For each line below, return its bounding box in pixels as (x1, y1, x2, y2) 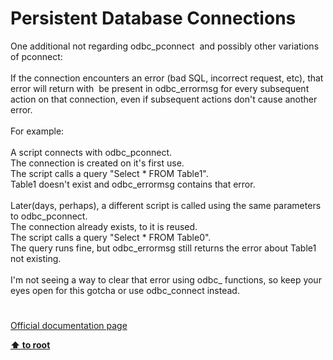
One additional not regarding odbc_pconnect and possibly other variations (10, 40, 320, 52)
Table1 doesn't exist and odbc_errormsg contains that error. (10, 178, 256, 190)
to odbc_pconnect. (10, 210, 88, 222)
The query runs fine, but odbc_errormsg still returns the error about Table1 (10, 242, 317, 254)
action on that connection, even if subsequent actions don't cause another (10, 93, 318, 105)
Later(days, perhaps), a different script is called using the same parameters (10, 199, 322, 211)
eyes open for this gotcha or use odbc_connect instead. (10, 284, 240, 296)
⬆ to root (10, 339, 51, 351)
